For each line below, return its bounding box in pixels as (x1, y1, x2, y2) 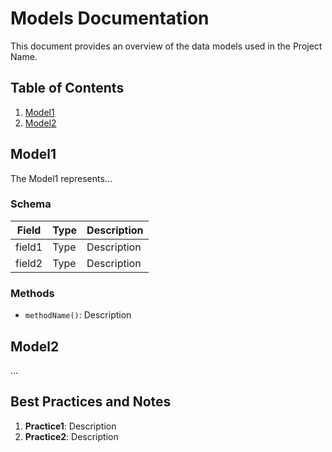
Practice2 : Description (24, 430, 119, 442)
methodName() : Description (24, 309, 132, 321)
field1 (15, 240, 43, 254)
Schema (10, 197, 52, 211)
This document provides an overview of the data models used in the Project (10, 40, 323, 52)
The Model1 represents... (10, 172, 113, 184)
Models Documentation (10, 7, 210, 30)
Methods (10, 286, 55, 300)
